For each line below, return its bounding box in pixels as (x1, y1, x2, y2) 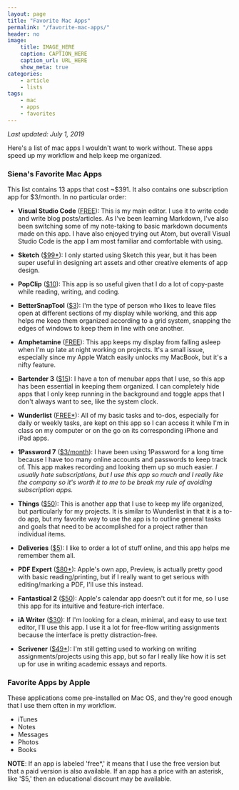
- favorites (20, 110, 56, 117)
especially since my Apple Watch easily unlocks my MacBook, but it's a (17, 353, 228, 361)
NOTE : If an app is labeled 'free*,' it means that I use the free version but (7, 759, 220, 768)
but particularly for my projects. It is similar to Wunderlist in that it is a (17, 507, 223, 516)
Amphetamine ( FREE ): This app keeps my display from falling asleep (17, 338, 221, 346)
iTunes (17, 715, 38, 724)
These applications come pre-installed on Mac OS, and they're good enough (7, 694, 233, 702)
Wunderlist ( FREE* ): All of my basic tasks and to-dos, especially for (17, 411, 219, 420)
